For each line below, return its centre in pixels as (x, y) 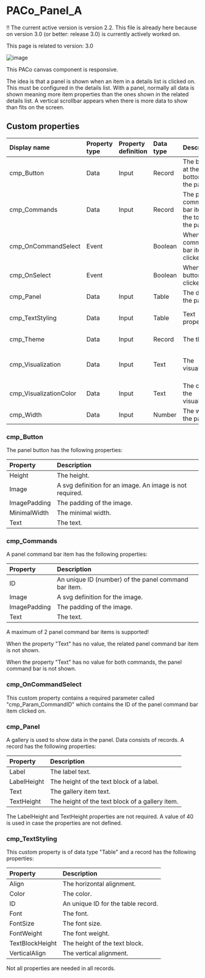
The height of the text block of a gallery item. (114, 801)
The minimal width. (84, 513)
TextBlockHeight (33, 943)
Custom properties (43, 127)
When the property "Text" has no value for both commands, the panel (94, 662)
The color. (77, 894)
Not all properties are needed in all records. (61, 968)
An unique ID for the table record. (110, 904)
